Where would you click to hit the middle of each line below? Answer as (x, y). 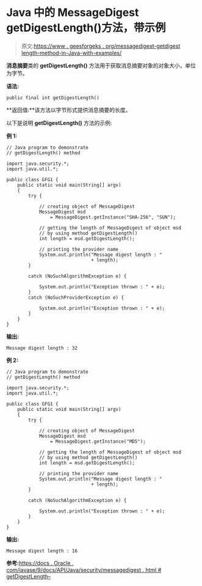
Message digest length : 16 (42, 551)
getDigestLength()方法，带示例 (86, 28)
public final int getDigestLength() (53, 98)
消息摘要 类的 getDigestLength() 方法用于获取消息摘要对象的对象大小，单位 (101, 66)
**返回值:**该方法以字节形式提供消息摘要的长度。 (69, 110)
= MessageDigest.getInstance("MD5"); (98, 441)
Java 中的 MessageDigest (73, 13)
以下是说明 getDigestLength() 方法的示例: (59, 122)
